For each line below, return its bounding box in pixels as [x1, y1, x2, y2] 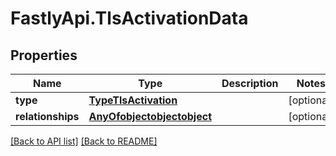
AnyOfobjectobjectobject [88, 110, 212, 123]
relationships [15, 110, 80, 123]
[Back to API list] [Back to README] [10, 135, 158, 147]
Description [221, 77, 279, 90]
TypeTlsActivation [88, 93, 178, 107]
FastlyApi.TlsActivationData [10, 7, 249, 30]
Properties [10, 47, 78, 64]
